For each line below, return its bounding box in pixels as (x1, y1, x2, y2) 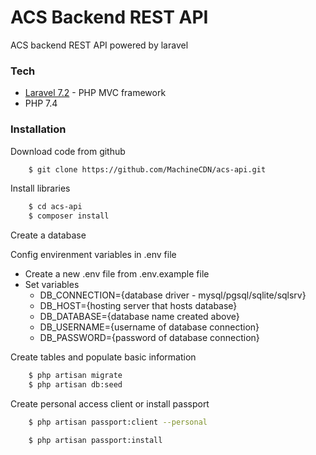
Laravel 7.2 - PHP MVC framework (24, 87, 167, 99)
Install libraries (10, 182, 71, 195)
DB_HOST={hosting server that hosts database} (39, 300, 238, 312)
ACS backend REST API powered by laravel (10, 39, 189, 51)
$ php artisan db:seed (28, 380, 123, 390)
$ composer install (28, 211, 110, 221)
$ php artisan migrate (28, 371, 123, 381)
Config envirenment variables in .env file (10, 249, 177, 261)
